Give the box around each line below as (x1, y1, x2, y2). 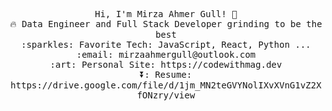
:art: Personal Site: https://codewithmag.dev (49, 59, 283, 70)
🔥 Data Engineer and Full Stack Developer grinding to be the (9, 19, 323, 29)
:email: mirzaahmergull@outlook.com (76, 49, 256, 60)
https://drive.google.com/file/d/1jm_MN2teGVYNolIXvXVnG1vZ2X (10, 80, 322, 91)
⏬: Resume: (139, 69, 193, 80)
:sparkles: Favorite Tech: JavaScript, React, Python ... (21, 39, 311, 50)
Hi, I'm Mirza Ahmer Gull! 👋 (94, 9, 238, 19)
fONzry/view (136, 90, 196, 101)
